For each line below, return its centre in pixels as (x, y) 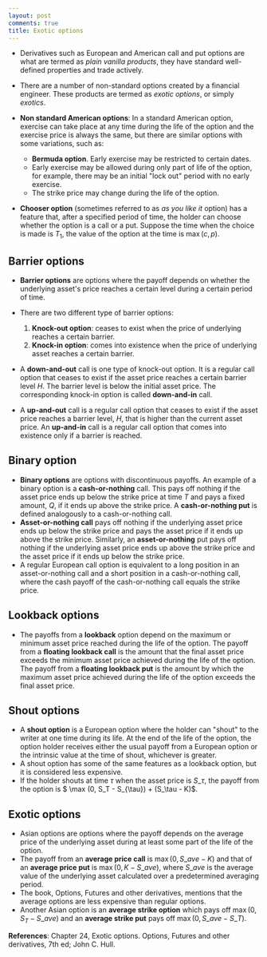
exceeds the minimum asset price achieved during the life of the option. (137, 660)
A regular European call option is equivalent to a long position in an (130, 565)
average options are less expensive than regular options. (113, 901)
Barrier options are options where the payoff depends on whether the (135, 280)
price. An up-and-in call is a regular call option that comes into (123, 427)
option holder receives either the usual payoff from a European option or (139, 747)
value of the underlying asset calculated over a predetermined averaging (139, 876)
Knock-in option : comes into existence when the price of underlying (144, 345)
